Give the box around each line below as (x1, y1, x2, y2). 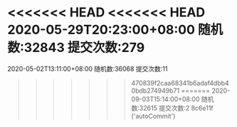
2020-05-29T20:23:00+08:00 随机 (7, 22, 223, 38)
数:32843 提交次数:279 (7, 40, 145, 56)
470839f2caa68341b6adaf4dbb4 (131, 78, 229, 87)
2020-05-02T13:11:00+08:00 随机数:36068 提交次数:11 (7, 64, 168, 73)
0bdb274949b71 (131, 86, 180, 95)
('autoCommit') (131, 111, 176, 120)
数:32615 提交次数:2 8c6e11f (131, 103, 214, 112)
